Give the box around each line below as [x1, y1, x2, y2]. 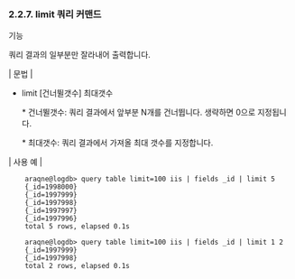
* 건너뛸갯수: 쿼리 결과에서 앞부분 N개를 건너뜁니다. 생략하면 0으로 [21, 107, 256, 118]
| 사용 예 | [8, 156, 42, 168]
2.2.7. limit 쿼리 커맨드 [8, 7, 102, 20]
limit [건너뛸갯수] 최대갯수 [21, 88, 114, 98]
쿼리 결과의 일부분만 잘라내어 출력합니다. [8, 50, 151, 60]
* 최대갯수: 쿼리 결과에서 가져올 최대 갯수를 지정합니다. [21, 137, 214, 148]
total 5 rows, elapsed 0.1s [24, 222, 130, 231]
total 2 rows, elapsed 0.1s [24, 262, 130, 271]
